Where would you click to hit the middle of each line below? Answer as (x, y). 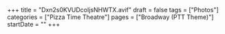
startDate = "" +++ (34, 24)
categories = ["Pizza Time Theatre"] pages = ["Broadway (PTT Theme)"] (110, 17)
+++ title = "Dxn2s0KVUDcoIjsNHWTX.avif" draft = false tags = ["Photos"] (113, 10)
